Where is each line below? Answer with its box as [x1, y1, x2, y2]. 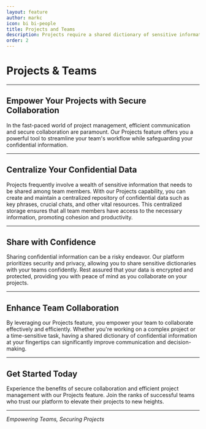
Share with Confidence [6, 237, 96, 247]
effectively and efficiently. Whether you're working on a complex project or [6, 325, 196, 333]
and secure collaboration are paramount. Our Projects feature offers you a [6, 128, 194, 135]
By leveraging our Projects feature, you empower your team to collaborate [6, 319, 194, 327]
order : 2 [6, 37, 29, 44]
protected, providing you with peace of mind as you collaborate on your [6, 273, 188, 280]
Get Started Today [6, 368, 78, 379]
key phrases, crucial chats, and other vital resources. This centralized [6, 200, 182, 208]
